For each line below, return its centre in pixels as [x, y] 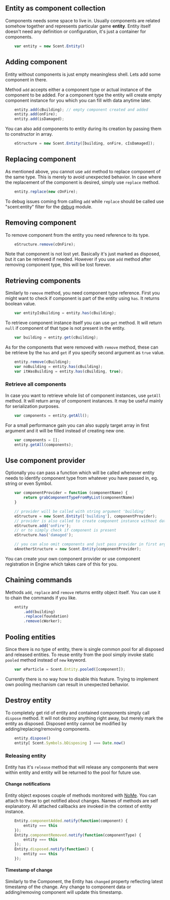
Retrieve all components [36, 384]
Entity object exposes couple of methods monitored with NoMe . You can [81, 795]
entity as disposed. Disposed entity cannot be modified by [66, 723]
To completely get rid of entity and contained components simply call [77, 712]
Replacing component [41, 159]
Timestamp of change [29, 870]
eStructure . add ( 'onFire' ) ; [43, 525]
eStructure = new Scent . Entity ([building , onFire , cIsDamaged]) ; [85, 144]
